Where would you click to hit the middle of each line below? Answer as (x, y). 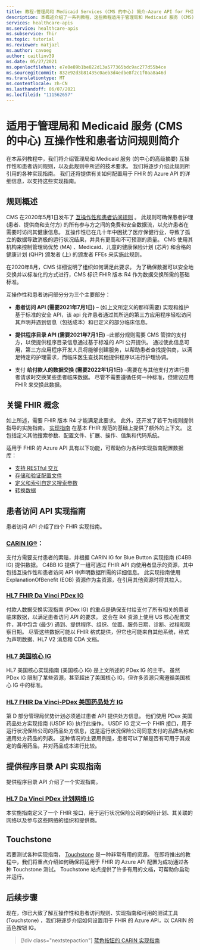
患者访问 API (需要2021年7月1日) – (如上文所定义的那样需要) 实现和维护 (102, 307)
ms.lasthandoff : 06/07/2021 (41, 89)
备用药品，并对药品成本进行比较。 (58, 746)
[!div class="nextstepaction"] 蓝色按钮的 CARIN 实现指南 (90, 940)
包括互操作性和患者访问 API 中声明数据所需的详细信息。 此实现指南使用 (93, 572)
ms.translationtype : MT (36, 78)
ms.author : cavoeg (29, 51)
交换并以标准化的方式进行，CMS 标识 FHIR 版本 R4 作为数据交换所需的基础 (98, 274)
